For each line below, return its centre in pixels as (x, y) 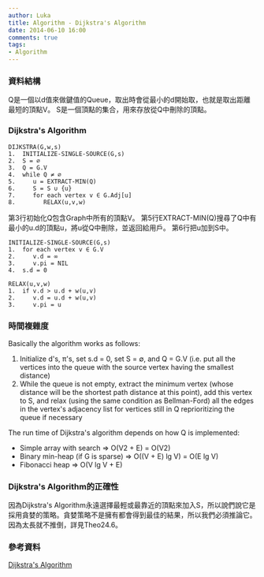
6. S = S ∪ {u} (40, 188)
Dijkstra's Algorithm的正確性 (64, 486)
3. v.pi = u (35, 304)
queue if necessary (51, 417)
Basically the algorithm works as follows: (74, 343)
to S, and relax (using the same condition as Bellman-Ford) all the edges (137, 400)
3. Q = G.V (28, 168)
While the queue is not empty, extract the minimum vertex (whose (126, 384)
